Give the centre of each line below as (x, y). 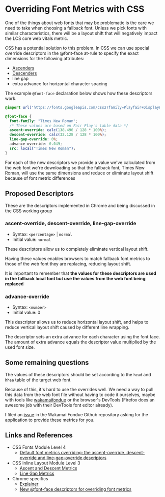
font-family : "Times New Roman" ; (44, 121)
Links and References (39, 435)
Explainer (29, 484)
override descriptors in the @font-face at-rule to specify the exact (72, 53)
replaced (14, 284)
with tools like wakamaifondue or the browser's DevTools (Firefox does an (80, 399)
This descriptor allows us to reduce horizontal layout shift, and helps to (77, 322)
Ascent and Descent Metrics (48, 468)
